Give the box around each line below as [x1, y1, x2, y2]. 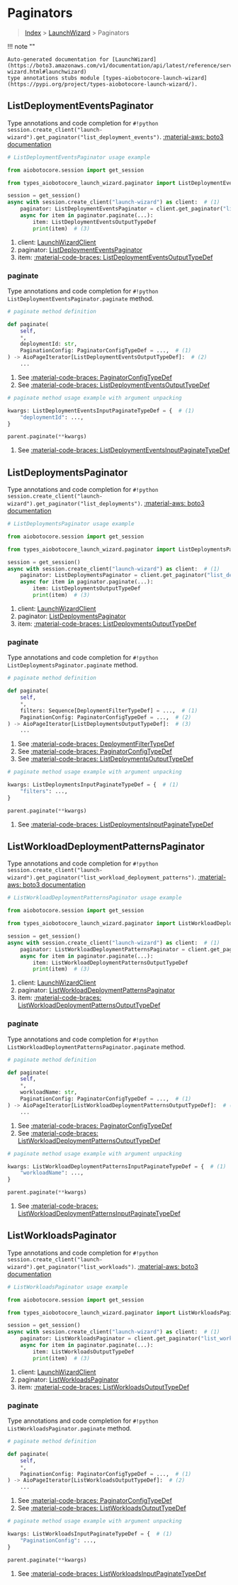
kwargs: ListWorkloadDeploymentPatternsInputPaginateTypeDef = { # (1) [7, 1163, 227, 1170]
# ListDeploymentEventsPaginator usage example [7, 154, 151, 161]
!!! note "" [7, 42, 35, 50]
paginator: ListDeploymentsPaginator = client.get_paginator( [20, 572, 208, 579]
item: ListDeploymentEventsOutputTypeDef [33, 218, 157, 225]
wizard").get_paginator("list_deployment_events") [7, 133, 160, 141]
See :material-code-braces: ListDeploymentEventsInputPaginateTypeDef [17, 446, 230, 454]
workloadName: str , [20, 1089, 78, 1096]
